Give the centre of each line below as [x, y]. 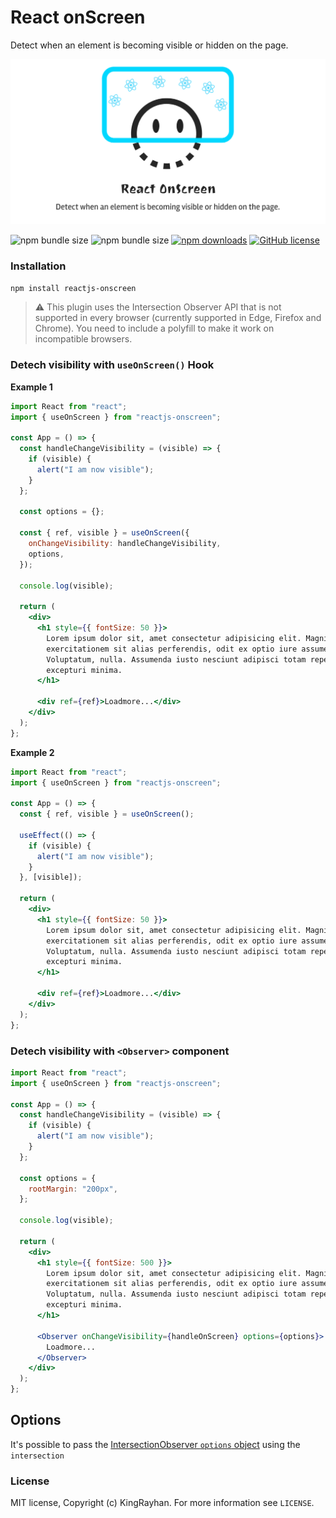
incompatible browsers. [83, 339]
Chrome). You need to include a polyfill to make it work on [154, 328]
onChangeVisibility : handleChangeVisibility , [125, 544]
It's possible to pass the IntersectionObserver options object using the [155, 1444]
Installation [38, 266]
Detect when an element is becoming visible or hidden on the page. [149, 45]
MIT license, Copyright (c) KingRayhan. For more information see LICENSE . [162, 1503]
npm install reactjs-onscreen [73, 288]
